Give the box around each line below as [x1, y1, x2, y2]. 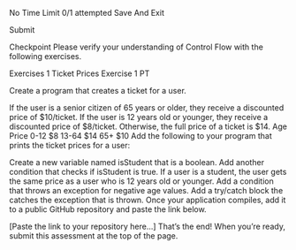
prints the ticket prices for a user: [9, 140, 131, 150]
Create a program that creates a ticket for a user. [9, 86, 187, 95]
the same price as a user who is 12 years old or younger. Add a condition [9, 176, 274, 186]
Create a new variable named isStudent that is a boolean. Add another [9, 157, 265, 167]
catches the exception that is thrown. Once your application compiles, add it [9, 194, 286, 205]
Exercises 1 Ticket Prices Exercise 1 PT [9, 68, 150, 79]
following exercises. [9, 51, 82, 61]
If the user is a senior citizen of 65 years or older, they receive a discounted [9, 102, 285, 113]
